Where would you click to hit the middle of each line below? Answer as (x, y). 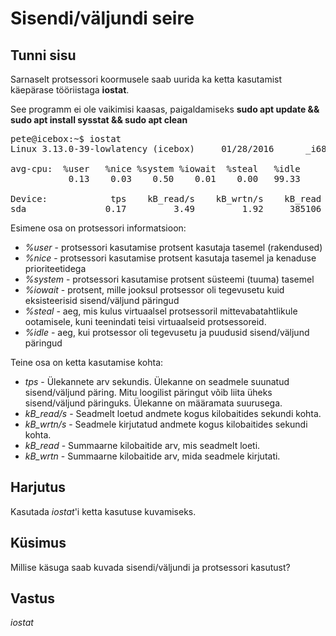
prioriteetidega (55, 268)
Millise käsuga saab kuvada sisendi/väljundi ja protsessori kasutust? (150, 567)
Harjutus (38, 487)
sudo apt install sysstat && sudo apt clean (99, 120)
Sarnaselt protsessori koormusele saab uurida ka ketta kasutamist (146, 79)
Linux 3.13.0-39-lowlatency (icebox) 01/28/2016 (142, 148)
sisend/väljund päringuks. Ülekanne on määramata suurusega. (153, 403)
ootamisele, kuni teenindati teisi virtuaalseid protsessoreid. (145, 321)
